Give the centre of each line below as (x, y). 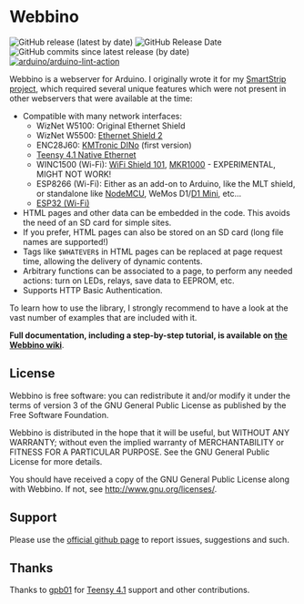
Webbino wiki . (37, 344)
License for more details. (56, 461)
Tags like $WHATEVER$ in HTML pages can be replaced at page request (152, 251)
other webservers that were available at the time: (101, 98)
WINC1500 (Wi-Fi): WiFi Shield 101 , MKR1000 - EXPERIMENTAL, (156, 164)
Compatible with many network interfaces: (102, 116)
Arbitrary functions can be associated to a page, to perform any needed (157, 271)
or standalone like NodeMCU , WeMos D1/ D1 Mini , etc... (139, 193)
